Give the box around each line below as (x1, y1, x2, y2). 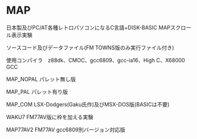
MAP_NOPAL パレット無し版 (6, 75, 76, 83)
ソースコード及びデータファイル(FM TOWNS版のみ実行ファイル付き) (6, 44, 174, 51)
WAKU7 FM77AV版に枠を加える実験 (6, 113, 93, 121)
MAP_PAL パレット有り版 (6, 88, 68, 95)
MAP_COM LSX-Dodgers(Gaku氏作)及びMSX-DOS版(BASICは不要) (6, 100, 170, 108)
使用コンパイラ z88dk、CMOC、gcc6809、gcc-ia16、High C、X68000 (6, 56, 186, 64)
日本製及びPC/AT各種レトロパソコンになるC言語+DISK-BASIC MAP (6, 24, 171, 31)
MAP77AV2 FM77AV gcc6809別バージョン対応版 (6, 126, 126, 133)
